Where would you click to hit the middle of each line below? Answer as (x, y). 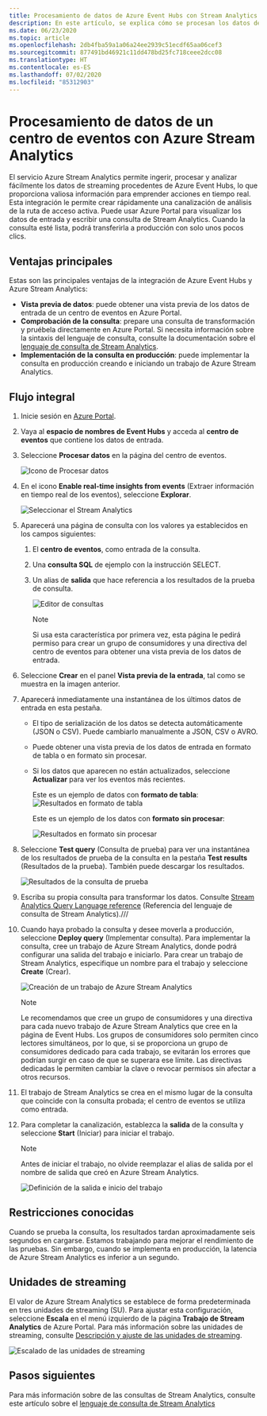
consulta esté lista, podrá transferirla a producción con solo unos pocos (126, 228)
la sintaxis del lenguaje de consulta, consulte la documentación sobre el (138, 338)
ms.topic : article (39, 38)
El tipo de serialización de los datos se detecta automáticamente (137, 724)
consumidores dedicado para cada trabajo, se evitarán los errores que (135, 1052)
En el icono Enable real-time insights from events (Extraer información (137, 487)
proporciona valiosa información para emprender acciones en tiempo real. (130, 194)
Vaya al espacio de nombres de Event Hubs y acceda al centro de (130, 432)
